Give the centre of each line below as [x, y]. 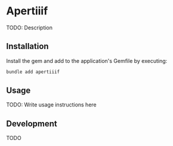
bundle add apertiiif [33, 72]
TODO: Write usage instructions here [51, 105]
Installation [27, 46]
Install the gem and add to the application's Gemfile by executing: [87, 60]
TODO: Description [29, 28]
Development [32, 124]
